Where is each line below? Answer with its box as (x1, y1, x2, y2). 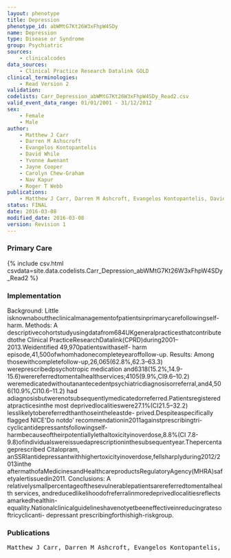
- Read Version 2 (19, 80, 69, 87)
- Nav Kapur (19, 176, 54, 183)
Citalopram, (46, 445, 80, 454)
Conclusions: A (67, 475, 111, 483)
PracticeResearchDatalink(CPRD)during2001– (49, 336, 179, 344)
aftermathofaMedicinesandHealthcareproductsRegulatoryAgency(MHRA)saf (7, 467, 223, 476)
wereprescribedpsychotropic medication (7, 365, 122, 373)
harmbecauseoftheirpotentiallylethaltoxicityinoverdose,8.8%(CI (7, 431, 186, 439)
